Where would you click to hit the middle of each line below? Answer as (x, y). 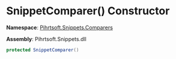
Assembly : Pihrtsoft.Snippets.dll (47, 39)
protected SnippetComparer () (43, 50)
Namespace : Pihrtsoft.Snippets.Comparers (59, 27)
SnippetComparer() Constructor (88, 11)
